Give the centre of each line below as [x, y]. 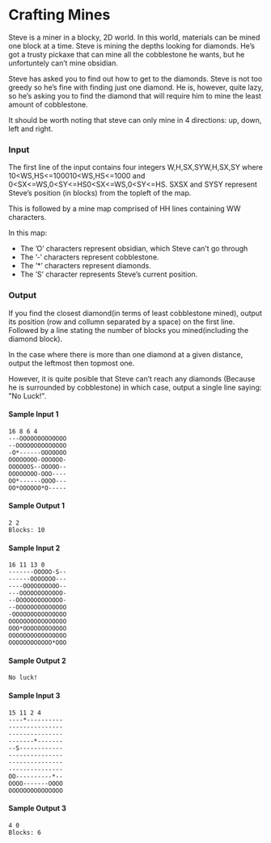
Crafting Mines [59, 15]
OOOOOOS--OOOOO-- [38, 466]
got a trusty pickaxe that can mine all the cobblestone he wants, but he [127, 54]
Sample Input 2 [34, 548]
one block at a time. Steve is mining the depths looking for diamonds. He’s [131, 45]
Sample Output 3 [37, 808]
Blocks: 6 [25, 832]
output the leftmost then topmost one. [72, 363]
